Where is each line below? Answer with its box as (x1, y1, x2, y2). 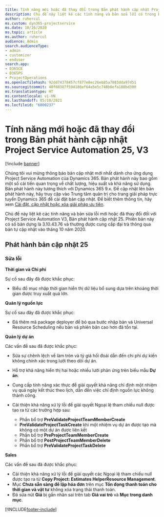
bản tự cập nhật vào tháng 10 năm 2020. (5, 226, 87, 232)
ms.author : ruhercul (5, 35, 47, 40)
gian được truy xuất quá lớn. (12, 291, 69, 296)
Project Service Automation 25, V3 (5, 145, 149, 156)
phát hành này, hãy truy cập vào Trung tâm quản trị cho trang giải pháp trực (5, 191, 158, 197)
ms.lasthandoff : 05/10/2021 (5, 98, 62, 103)
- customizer (5, 52, 32, 58)
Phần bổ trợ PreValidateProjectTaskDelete (19, 442, 106, 448)
